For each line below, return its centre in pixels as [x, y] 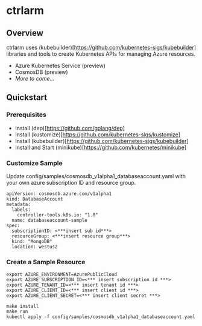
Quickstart [27, 98]
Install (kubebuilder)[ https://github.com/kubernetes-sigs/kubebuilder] [102, 141]
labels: [21, 210]
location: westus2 [35, 247]
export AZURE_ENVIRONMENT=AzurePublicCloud [62, 274]
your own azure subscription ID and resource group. [71, 182]
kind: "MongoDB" [32, 241]
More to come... [35, 78]
